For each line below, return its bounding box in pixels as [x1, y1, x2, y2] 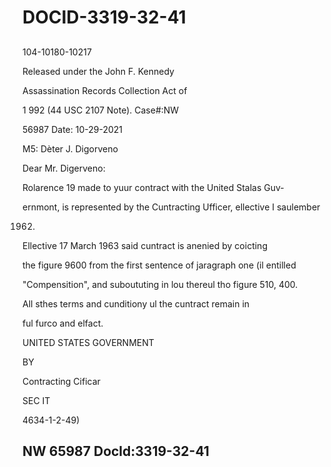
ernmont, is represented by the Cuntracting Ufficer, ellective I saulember [22, 201, 321, 213]
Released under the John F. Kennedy [22, 65, 175, 77]
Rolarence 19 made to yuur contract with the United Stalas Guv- [22, 181, 285, 193]
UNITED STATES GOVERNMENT [22, 336, 155, 348]
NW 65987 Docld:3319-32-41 [22, 442, 210, 460]
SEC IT [22, 394, 51, 406]
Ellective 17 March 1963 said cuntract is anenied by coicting [22, 239, 268, 251]
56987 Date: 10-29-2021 [22, 123, 124, 135]
